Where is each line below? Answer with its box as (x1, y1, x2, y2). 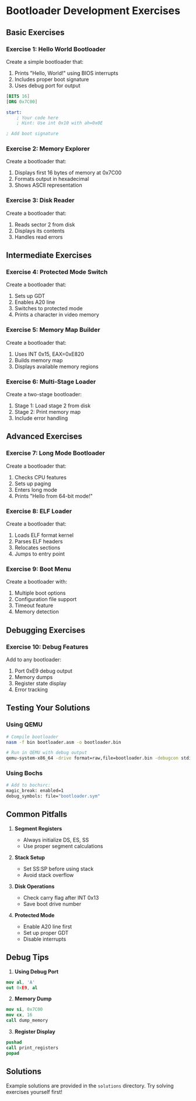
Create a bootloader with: (6, 578, 68, 585)
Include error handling (14, 414, 68, 421)
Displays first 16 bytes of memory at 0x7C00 (14, 169, 122, 176)
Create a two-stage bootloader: (6, 391, 82, 397)
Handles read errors (14, 233, 63, 241)
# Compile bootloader (6, 733, 59, 740)
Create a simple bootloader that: (6, 58, 83, 65)
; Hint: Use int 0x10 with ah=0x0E (16, 120, 103, 126)
